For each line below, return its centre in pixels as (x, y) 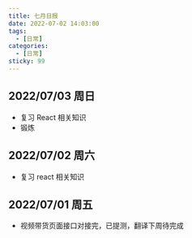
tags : (17, 31)
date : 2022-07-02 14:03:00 (54, 24)
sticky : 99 (27, 62)
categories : (28, 46)
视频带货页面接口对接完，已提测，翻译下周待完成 (102, 226)
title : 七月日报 (33, 16)
